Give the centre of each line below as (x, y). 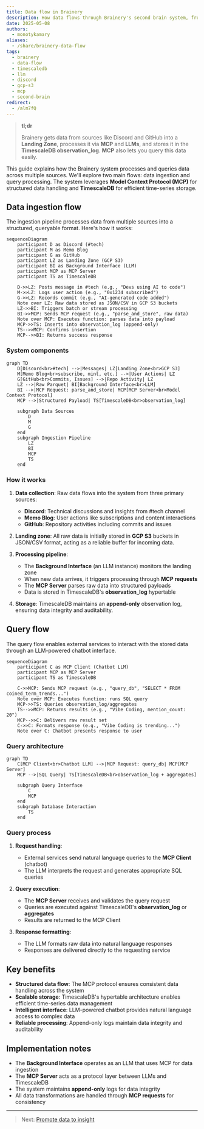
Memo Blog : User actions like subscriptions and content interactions (110, 518)
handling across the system (49, 991)
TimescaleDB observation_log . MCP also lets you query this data (104, 150)
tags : (13, 52)
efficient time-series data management (64, 1004)
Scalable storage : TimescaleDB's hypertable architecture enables (98, 997)
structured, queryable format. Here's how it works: (70, 228)
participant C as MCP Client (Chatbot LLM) (73, 667)
